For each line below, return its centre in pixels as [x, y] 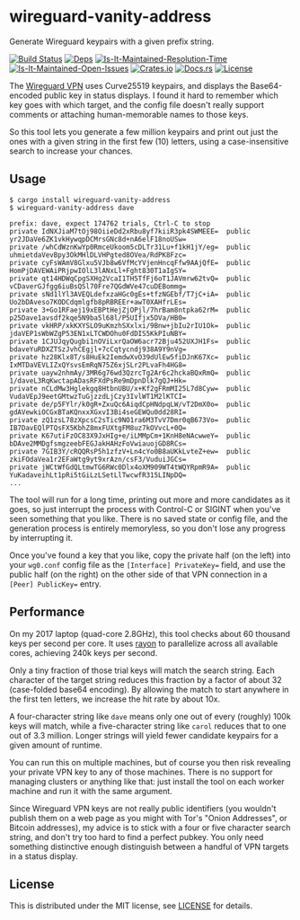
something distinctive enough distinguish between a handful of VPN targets [149, 846]
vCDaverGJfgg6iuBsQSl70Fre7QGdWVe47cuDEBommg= [98, 286]
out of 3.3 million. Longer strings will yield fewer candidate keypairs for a [144, 735]
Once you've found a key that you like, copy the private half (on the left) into [150, 555]
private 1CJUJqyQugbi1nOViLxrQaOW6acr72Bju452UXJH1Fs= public [130, 341]
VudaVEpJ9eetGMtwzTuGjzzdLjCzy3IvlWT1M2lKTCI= [98, 396]
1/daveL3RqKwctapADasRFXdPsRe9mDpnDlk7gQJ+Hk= [98, 380]
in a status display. [44, 856]
